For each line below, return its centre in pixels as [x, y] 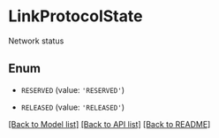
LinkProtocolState [76, 16]
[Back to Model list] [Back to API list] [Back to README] [109, 124]
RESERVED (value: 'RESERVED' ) [73, 89]
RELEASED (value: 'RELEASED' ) [73, 107]
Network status [36, 41]
